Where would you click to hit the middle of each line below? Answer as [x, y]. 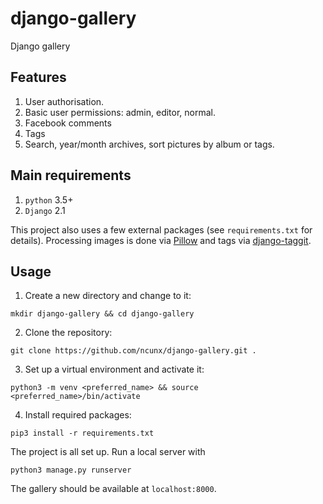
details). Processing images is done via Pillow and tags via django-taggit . [161, 240]
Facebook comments [68, 123]
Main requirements [71, 175]
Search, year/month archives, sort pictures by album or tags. [149, 144]
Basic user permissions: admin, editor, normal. [120, 112]
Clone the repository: [68, 333]
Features [38, 77]
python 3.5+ [49, 199]
